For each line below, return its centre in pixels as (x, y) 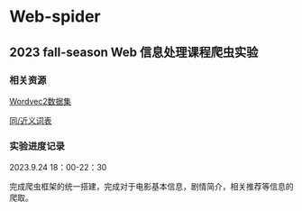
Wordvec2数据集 (41, 101)
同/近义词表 (31, 120)
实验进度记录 (37, 146)
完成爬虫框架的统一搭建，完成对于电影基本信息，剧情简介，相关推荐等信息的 (151, 187)
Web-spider (55, 17)
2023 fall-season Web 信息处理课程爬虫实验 (134, 52)
